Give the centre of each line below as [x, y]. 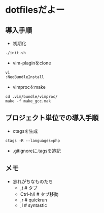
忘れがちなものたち [33, 181]
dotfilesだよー [35, 10]
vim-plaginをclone [32, 63]
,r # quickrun [33, 200]
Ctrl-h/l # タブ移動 [39, 194]
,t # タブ [29, 188]
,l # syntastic [33, 205]
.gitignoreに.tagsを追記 [37, 151]
